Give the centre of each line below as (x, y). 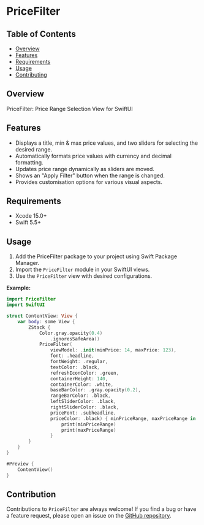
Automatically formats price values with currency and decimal (93, 156)
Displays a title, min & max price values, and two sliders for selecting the (106, 143)
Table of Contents (41, 34)
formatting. (29, 162)
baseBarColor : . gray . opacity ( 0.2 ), (95, 390)
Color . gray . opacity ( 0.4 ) (71, 333)
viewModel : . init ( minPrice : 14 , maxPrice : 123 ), (113, 350)
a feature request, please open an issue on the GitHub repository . (89, 516)
